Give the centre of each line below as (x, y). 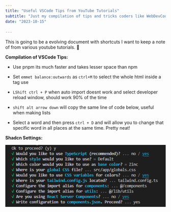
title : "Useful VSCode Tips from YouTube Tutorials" (62, 11)
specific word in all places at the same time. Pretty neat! (72, 128)
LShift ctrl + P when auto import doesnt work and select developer (85, 92)
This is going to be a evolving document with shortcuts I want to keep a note (85, 42)
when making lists (32, 113)
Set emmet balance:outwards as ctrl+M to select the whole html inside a (87, 77)
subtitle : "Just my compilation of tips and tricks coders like (75, 16)
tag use (21, 82)
